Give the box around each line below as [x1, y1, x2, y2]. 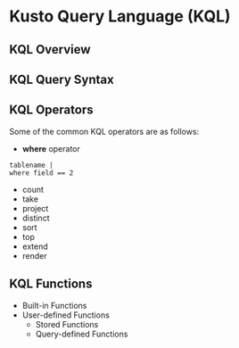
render [21, 250, 47, 261]
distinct [21, 212, 50, 223]
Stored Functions [35, 319, 99, 329]
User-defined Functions [21, 310, 110, 320]
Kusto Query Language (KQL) [9, 6, 231, 27]
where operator [21, 143, 80, 153]
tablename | [9, 161, 54, 170]
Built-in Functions [21, 300, 87, 311]
